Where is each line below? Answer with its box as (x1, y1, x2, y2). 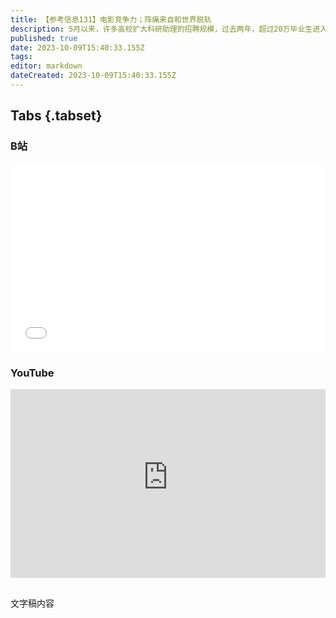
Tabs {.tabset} (10, 107, 103, 125)
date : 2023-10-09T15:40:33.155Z (10, 42, 145, 53)
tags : (10, 52, 33, 62)
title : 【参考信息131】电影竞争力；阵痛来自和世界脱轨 (10, 14, 212, 25)
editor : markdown (10, 61, 83, 71)
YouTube (10, 366, 55, 380)
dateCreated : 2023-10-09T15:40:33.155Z (10, 71, 177, 81)
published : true (10, 33, 78, 43)
